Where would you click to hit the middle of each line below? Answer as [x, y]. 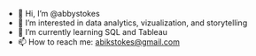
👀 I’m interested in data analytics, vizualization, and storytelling [132, 23]
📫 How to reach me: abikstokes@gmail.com [98, 42]
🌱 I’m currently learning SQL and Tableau [93, 32]
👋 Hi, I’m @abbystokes [58, 14]
